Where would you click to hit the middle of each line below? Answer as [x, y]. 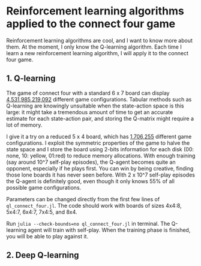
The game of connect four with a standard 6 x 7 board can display [88, 93]
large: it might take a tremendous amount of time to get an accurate [90, 112]
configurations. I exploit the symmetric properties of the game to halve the [98, 143]
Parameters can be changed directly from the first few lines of [83, 199]
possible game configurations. [44, 187]
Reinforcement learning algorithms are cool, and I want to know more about [100, 40]
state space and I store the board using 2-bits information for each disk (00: [100, 149]
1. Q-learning [31, 78]
